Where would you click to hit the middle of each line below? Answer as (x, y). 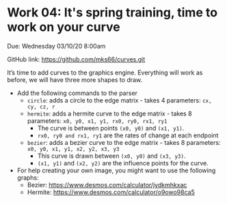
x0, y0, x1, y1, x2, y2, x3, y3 (73, 149)
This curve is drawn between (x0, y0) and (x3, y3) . (111, 156)
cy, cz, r (41, 107)
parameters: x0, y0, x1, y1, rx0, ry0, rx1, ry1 (97, 120)
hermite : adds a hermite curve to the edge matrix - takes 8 (110, 113)
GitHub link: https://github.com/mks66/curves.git (76, 59)
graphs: (28, 177)
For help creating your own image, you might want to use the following (116, 170)
